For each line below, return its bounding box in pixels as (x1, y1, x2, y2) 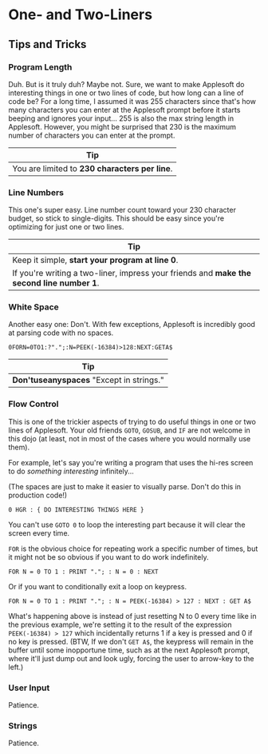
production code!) (8, 490, 68, 500)
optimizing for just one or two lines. (8, 222, 124, 232)
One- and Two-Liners (8, 6, 153, 24)
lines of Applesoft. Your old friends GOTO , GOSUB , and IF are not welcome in (8, 425, 251, 435)
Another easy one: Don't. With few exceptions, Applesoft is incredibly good (8, 320, 255, 329)
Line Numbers (8, 186, 64, 197)
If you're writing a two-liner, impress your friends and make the (12, 268, 251, 279)
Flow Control (8, 398, 59, 409)
